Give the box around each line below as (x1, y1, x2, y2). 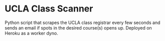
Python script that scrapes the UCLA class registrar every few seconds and (5, 19, 160, 25)
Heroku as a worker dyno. (5, 30, 58, 36)
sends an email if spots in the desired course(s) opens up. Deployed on (5, 24, 152, 30)
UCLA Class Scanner (5, 3, 93, 14)
